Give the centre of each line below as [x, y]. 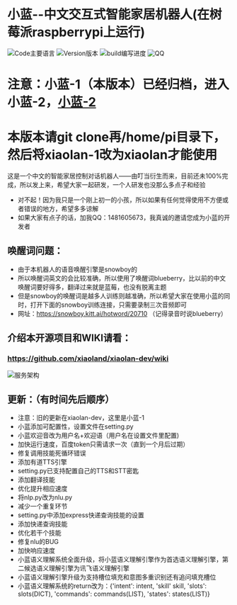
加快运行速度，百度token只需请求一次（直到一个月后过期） [103, 444]
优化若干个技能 [39, 533]
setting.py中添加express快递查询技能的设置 [81, 515]
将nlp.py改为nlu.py [45, 497]
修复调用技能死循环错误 [52, 453]
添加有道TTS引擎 [42, 462]
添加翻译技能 [36, 480]
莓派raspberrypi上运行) [76, 32]
